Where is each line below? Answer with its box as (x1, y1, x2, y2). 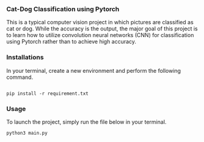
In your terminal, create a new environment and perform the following (6, 67, 181, 74)
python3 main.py (6, 130, 48, 136)
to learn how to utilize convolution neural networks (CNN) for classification (6, 32, 194, 39)
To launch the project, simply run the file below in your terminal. (6, 118, 167, 126)
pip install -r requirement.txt (6, 90, 89, 96)
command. (6, 73, 34, 81)
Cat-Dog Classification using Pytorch (6, 5, 120, 13)
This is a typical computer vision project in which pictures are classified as (6, 19, 194, 26)
